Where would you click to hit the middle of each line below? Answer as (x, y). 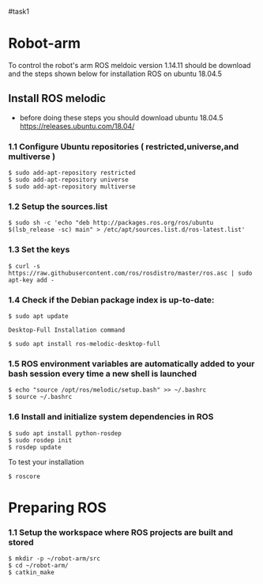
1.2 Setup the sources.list (58, 207)
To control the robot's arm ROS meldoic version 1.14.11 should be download (130, 65)
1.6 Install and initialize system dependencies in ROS (111, 417)
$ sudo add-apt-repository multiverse (72, 187)
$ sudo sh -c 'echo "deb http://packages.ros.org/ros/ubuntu (111, 223)
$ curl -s (24, 266)
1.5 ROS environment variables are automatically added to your (131, 363)
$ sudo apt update (38, 316)
